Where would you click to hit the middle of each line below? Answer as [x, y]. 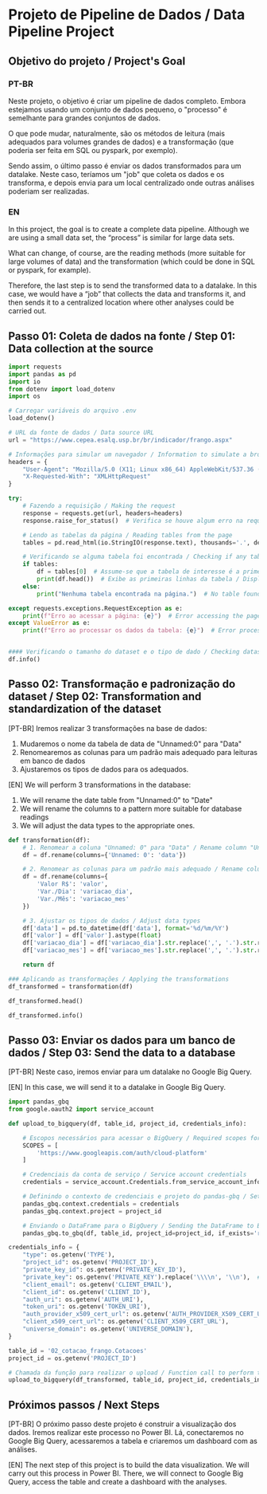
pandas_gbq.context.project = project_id [92, 1211]
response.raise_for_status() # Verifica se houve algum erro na [133, 521]
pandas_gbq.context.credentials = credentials [101, 1204]
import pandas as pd [43, 374]
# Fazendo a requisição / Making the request [99, 506]
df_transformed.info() [46, 1015]
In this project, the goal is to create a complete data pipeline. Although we [129, 230]
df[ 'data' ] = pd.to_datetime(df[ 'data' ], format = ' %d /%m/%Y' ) [126, 928]
